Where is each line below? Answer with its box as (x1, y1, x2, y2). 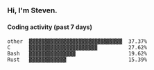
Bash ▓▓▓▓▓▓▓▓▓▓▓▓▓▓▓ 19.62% (7, 51, 148, 58)
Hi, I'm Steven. (7, 6, 58, 15)
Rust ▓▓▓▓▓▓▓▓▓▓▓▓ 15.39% (7, 56, 148, 64)
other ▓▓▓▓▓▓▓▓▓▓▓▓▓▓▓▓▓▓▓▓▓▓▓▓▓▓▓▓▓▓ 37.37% (7, 38, 148, 45)
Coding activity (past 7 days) (7, 23, 92, 31)
